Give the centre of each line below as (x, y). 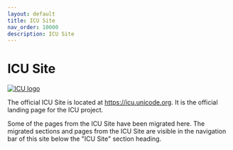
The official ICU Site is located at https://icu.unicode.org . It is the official (113, 102)
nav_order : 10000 (33, 27)
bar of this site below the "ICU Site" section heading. (85, 139)
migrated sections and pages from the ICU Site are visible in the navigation (117, 132)
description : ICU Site (41, 34)
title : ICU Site (31, 21)
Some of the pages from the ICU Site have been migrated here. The (106, 124)
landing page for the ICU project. (55, 110)
